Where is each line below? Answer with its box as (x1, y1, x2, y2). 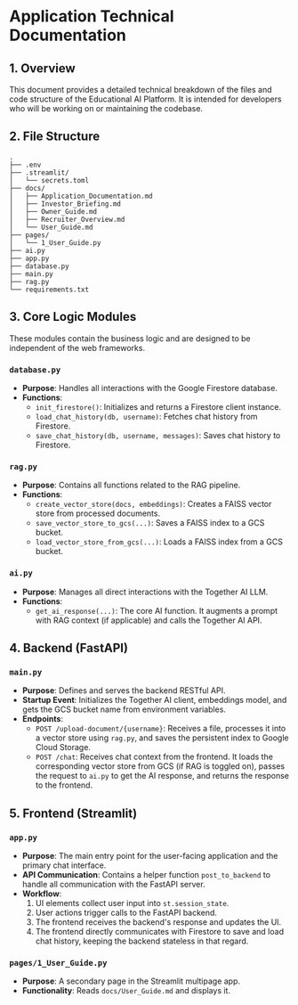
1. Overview (9, 61, 76, 76)
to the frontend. (35, 780, 93, 790)
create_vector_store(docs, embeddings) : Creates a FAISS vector (35, 499, 272, 510)
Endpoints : (21, 714, 64, 724)
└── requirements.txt (9, 285, 90, 294)
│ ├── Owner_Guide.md (9, 207, 98, 216)
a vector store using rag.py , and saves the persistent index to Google (35, 732, 289, 743)
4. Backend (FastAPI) (9, 640, 129, 656)
